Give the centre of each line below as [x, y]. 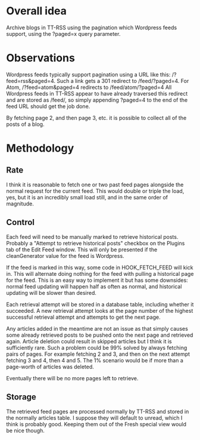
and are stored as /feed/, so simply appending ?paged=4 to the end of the [97, 100]
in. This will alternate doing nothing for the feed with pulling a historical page [100, 273]
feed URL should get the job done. [48, 106]
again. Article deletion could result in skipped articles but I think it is [89, 341]
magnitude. [20, 204]
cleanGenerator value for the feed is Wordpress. [65, 256]
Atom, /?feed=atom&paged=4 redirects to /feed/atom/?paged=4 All [89, 87]
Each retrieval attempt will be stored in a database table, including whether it [100, 304]
